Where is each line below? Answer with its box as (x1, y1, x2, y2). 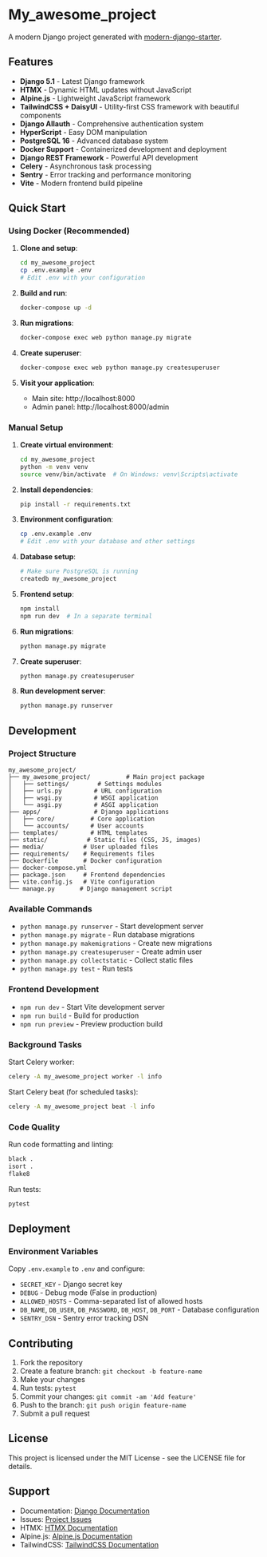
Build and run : (19, 288, 68, 298)
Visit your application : (19, 378, 95, 387)
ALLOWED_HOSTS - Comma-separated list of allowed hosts (19, 1297, 203, 1306)
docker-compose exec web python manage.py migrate (19, 333, 192, 341)
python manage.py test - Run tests (19, 964, 133, 974)
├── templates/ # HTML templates (8, 829, 148, 837)
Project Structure (8, 748, 77, 759)
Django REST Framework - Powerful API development (19, 153, 198, 162)
